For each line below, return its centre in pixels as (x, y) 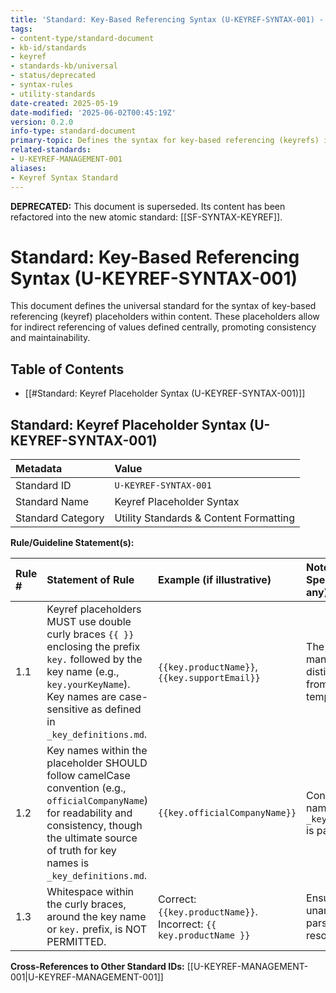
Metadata (39, 469)
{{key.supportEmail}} (209, 678)
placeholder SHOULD (97, 763)
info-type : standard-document (73, 131)
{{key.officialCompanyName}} (227, 813)
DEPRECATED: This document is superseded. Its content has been (148, 206)
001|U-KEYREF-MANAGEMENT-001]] (87, 977)
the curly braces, (86, 904)
